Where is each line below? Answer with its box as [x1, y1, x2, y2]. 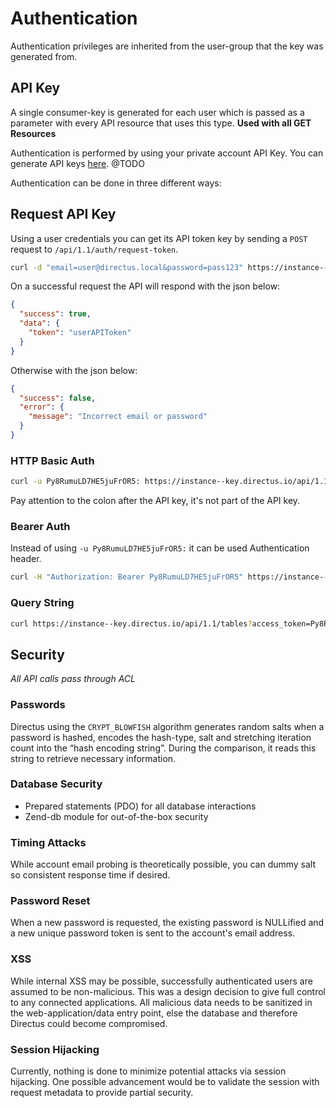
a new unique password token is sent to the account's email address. [10, 927, 296, 939]
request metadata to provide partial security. [10, 1087, 194, 1099]
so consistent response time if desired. [10, 869, 171, 881]
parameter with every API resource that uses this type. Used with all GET [10, 117, 312, 129]
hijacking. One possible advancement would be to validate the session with [10, 1076, 320, 1088]
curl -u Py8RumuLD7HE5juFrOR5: [10, 477, 141, 487]
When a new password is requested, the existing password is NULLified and [10, 917, 325, 929]
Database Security [10, 777, 103, 791]
